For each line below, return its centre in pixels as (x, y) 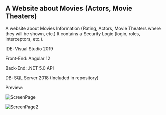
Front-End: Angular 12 (28, 58)
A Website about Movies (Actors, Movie (69, 8)
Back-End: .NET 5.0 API (30, 68)
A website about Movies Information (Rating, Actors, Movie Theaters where (83, 28)
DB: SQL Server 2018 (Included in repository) (52, 78)
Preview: (14, 87)
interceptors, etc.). (24, 39)
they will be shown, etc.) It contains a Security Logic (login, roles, (73, 33)
